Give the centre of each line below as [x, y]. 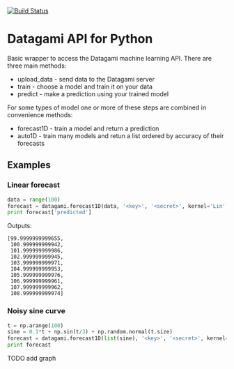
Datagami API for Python [80, 39]
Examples [29, 165]
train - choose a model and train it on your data [85, 86]
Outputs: [20, 226]
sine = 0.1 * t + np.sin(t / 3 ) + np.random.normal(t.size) [90, 332]
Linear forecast [34, 185]
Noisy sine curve [37, 311]
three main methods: [37, 66]
